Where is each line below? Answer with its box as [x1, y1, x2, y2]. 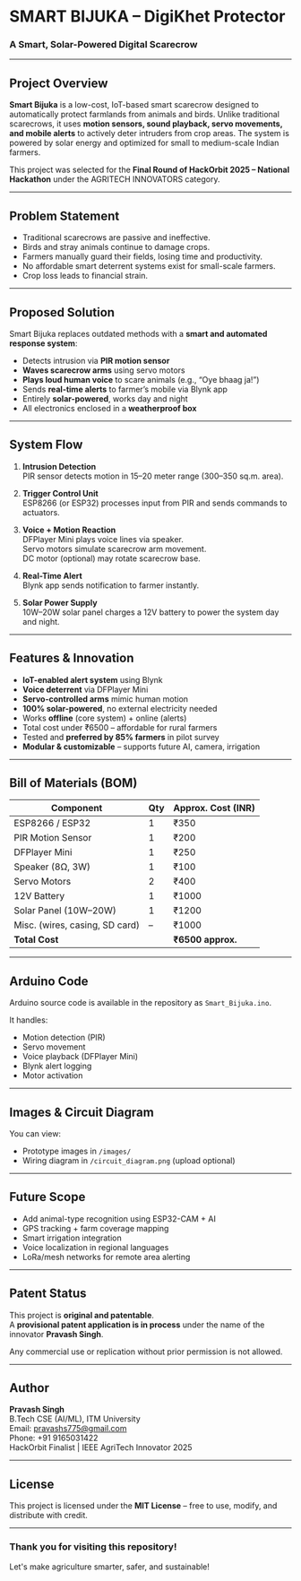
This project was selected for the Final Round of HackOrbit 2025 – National [9, 164, 290, 176]
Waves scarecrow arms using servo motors [21, 365, 185, 376]
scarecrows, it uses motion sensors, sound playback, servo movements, [9, 118, 283, 129]
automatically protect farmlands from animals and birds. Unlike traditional [9, 109, 280, 120]
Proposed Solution [9, 305, 115, 320]
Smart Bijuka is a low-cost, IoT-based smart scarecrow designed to [9, 99, 260, 110]
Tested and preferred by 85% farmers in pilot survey [21, 731, 219, 742]
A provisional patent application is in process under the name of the [9, 1319, 265, 1330]
